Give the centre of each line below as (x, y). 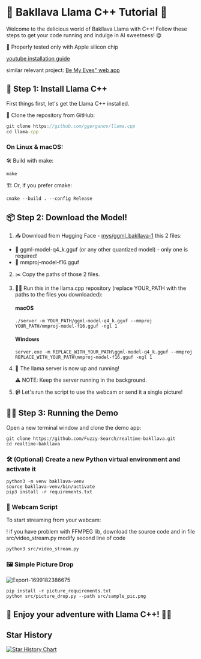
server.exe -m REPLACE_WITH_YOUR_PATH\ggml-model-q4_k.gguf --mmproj (104, 352)
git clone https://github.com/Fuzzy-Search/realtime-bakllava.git (91, 438)
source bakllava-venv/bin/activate (51, 487)
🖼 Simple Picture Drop (40, 565)
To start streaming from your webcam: (54, 520)
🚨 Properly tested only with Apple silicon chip (62, 47)
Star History (29, 635)
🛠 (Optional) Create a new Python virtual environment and (93, 459)
